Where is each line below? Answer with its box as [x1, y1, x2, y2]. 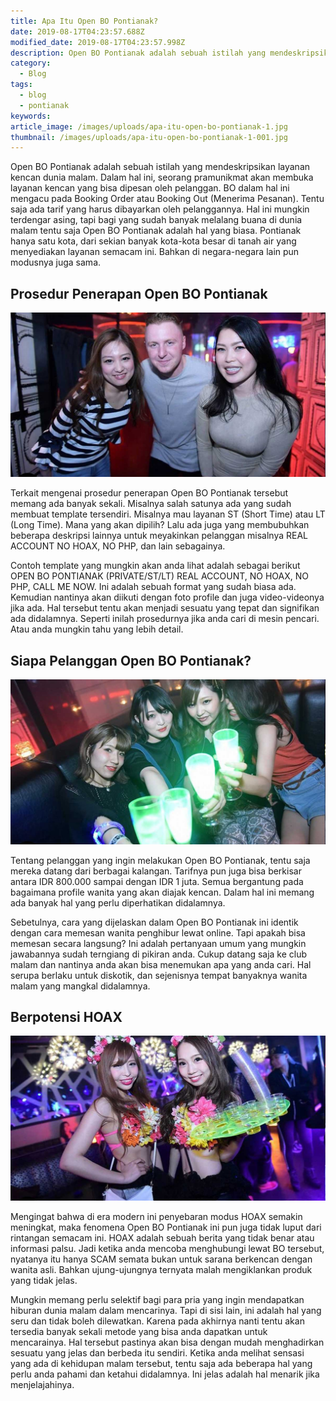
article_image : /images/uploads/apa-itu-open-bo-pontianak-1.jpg [10, 121, 288, 132]
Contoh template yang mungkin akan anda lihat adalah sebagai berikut [10, 560, 301, 572]
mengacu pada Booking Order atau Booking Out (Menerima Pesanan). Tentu [10, 193, 325, 205]
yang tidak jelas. [10, 1274, 78, 1286]
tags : [10, 80, 33, 90]
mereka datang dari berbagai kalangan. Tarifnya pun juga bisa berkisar [10, 865, 302, 877]
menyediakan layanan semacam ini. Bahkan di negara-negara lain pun [10, 246, 300, 258]
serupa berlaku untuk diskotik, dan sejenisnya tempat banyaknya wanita [10, 969, 308, 981]
